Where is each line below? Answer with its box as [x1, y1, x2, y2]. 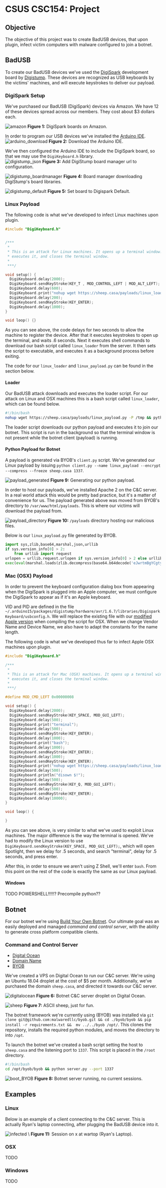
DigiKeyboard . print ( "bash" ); [9, 741, 70, 746]
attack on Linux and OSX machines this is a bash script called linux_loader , [5, 396, 160, 402]
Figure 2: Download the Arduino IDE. [48, 138, 124, 144]
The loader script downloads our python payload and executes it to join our [5, 424, 159, 430]
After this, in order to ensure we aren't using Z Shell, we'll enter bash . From [5, 863, 157, 869]
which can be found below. [5, 401, 60, 407]
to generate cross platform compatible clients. [5, 929, 99, 935]
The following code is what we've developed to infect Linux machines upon [5, 212, 159, 218]
